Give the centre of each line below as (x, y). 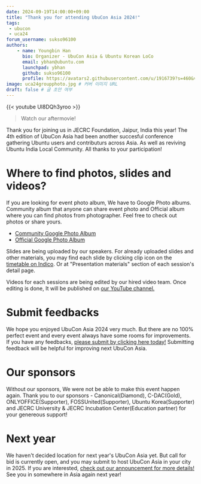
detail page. (21, 270)
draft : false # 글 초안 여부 (39, 90)
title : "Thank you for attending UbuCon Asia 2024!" (73, 17)
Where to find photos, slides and (89, 173)
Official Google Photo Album (50, 240)
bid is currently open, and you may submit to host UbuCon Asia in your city (99, 461)
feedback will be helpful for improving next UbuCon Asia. (77, 348)
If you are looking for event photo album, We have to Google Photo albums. (99, 202)
